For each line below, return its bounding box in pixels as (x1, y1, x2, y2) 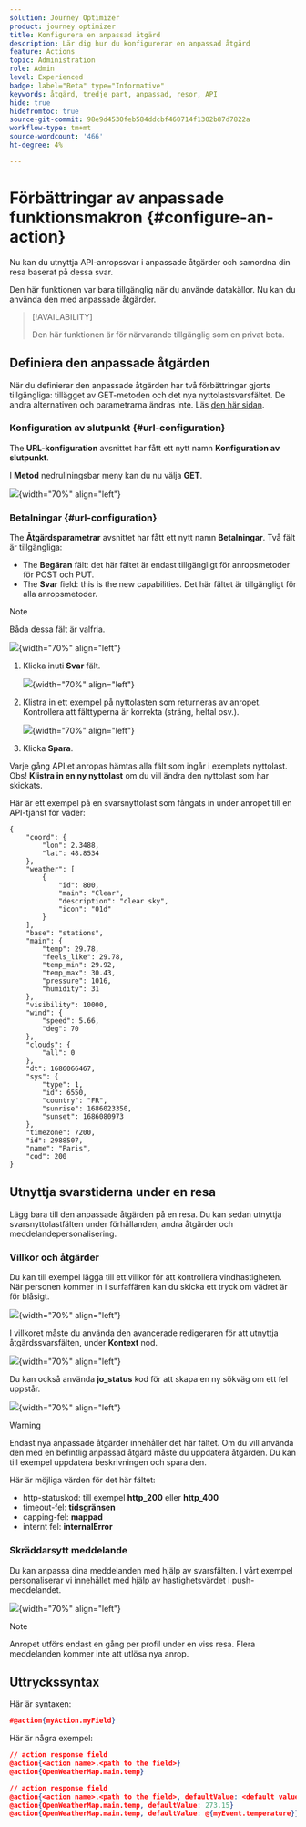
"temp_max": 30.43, (42, 968, 117, 978)
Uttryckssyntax (9, 1674, 100, 1689)
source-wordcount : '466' (9, 132, 104, 141)
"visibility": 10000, (25, 1000, 107, 1010)
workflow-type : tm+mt (9, 124, 92, 133)
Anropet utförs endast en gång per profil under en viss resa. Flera (9, 1638, 256, 1649)
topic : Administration (9, 56, 96, 65)
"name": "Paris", (25, 1144, 92, 1153)
